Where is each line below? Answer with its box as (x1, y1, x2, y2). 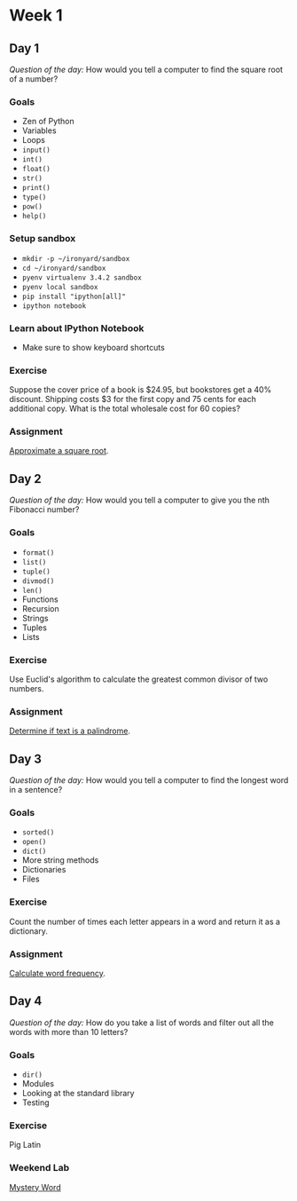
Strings (21, 612, 49, 623)
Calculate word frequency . (9, 968, 106, 978)
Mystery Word (9, 1181, 61, 1192)
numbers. (9, 683, 44, 693)
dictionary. (9, 925, 49, 936)
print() (21, 184, 51, 193)
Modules (21, 1079, 55, 1088)
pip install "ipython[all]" (21, 292, 126, 301)
